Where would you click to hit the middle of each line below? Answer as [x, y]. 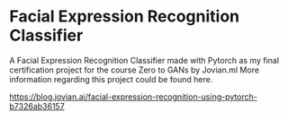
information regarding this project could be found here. [111, 79]
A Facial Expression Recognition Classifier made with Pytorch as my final [144, 60]
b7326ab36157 [37, 106]
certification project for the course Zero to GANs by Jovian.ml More [134, 70]
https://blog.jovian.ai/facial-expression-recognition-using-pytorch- [134, 97]
